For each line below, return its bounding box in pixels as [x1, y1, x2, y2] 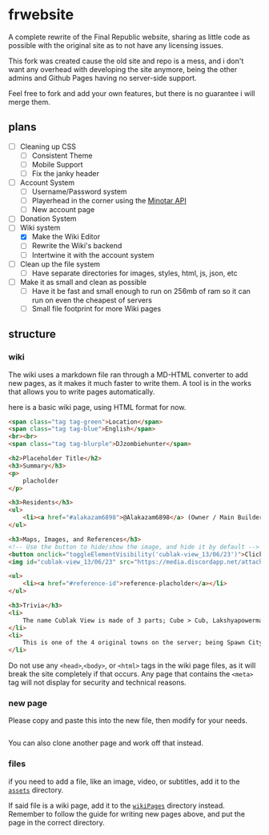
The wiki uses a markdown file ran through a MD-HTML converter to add [8, 370, 248, 379]
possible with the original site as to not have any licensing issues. [8, 40, 224, 50]
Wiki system [19, 223, 61, 233]
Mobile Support [31, 159, 83, 169]
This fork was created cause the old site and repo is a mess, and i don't [8, 56, 244, 66]
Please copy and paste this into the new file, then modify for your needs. [8, 716, 248, 725]
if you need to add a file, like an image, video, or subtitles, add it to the [8, 777, 240, 786]
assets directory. [8, 785, 64, 794]
